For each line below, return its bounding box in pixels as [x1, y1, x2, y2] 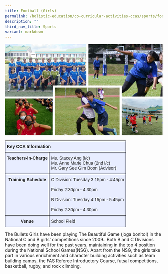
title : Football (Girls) [5, 8, 57, 13]
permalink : [5, 13, 28, 19]
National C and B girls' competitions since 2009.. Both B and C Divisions [5, 236, 154, 242]
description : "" [5, 19, 39, 24]
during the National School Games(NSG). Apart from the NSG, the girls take [5, 247, 161, 253]
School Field [51, 218, 76, 224]
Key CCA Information [7, 143, 51, 149]
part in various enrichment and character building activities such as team [5, 252, 155, 258]
